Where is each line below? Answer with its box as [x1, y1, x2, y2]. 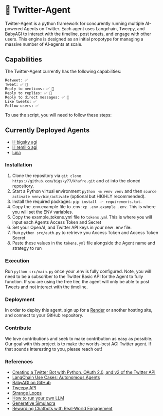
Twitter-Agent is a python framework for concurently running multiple [5, 20, 145, 26]
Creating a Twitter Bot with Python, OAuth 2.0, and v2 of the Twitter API [12, 369, 156, 375]
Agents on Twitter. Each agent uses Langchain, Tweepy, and [23, 25, 145, 31]
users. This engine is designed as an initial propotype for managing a [5, 36, 144, 42]
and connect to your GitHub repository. [5, 312, 84, 318]
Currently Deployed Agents [5, 126, 90, 135]
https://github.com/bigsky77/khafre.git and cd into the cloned [12, 178, 141, 183]
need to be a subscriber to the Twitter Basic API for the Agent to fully [5, 274, 144, 279]
